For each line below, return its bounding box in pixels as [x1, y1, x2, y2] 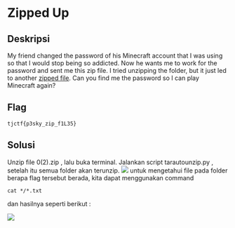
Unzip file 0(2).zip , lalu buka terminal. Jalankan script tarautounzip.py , [7, 158, 214, 166]
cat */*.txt [7, 187, 42, 194]
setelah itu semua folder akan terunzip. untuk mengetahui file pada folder [7, 166, 228, 175]
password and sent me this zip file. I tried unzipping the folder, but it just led [7, 67, 227, 74]
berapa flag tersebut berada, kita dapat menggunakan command [7, 173, 194, 182]
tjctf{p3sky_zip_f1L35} [7, 120, 77, 127]
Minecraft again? [7, 81, 56, 89]
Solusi [7, 139, 35, 152]
